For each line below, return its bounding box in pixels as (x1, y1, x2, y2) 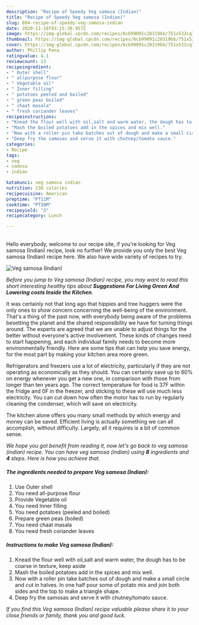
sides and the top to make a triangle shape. (14, 588, 120, 595)
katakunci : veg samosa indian (6, 179, 81, 186)
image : (6, 31, 23, 37)
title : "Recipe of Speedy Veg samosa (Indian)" (6, 14, 126, 20)
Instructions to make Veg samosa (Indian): (6, 541, 114, 548)
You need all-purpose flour (14, 490, 81, 497)
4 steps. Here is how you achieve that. (6, 455, 101, 462)
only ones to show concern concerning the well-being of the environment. (6, 307, 188, 314)
